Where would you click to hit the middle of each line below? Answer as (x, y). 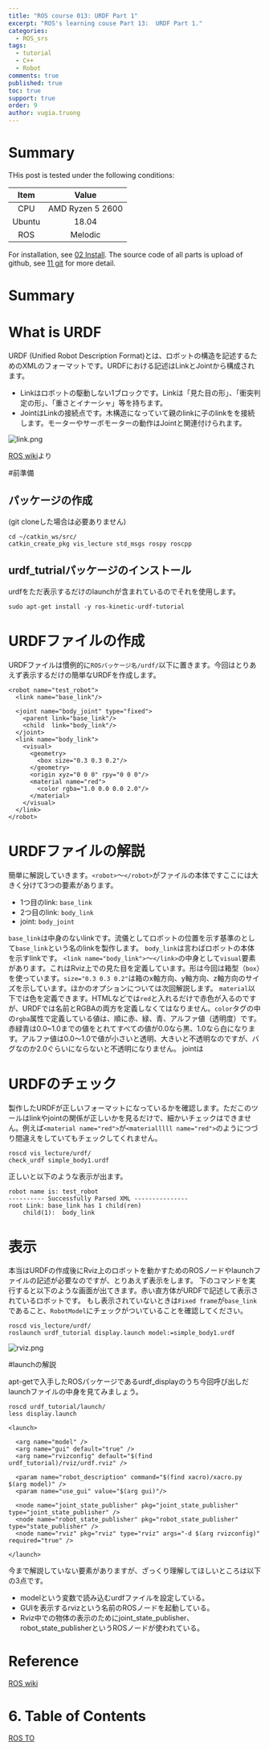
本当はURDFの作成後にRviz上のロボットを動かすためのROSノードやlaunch (131, 1270)
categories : (28, 31)
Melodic (86, 234)
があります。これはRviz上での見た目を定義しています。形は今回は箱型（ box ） (134, 968)
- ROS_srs (32, 38)
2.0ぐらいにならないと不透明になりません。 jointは (120, 1048)
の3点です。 (28, 1581)
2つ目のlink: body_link (57, 912)
